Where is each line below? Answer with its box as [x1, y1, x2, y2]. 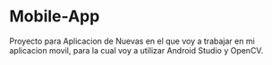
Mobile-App [9, 6, 100, 27]
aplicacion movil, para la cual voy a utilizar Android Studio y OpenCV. [9, 45, 264, 55]
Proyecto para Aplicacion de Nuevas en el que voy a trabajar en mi [9, 36, 255, 46]
